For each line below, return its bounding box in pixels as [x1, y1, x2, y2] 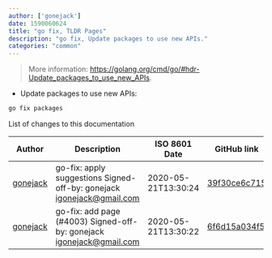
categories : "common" [8, 42, 82, 50]
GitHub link [214, 144, 259, 154]
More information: [28, 64, 89, 74]
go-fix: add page [55, 206, 121, 217]
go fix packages [8, 105, 63, 113]
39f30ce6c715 [206, 178, 267, 188]
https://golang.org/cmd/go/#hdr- [90, 64, 200, 74]
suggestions [55, 172, 103, 183]
